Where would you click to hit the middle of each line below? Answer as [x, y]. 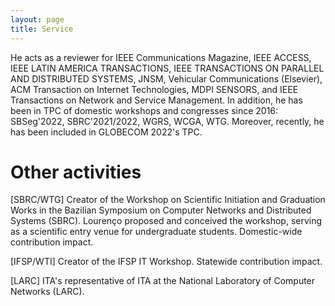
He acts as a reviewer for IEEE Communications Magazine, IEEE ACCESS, [161, 57]
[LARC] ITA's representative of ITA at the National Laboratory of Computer [163, 281]
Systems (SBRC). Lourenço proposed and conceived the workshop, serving [166, 221]
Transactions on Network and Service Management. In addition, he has [156, 100]
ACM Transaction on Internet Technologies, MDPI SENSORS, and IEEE [154, 89]
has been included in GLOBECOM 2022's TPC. [106, 132]
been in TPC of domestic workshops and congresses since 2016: [144, 110]
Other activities [76, 172]
